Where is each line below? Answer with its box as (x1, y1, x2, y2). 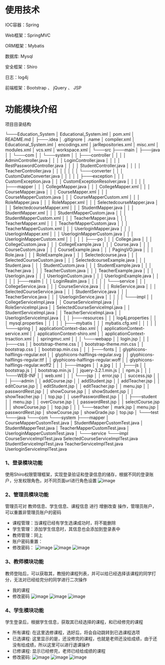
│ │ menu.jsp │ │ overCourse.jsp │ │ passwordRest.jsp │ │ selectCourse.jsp (5, 399, 160, 405)
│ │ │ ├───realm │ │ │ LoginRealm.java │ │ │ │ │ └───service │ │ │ (5, 278, 147, 284)
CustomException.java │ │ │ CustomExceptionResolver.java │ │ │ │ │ (5, 178, 146, 184)
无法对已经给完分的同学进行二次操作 (13, 577, 87, 582)
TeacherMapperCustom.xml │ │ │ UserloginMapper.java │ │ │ (5, 225, 131, 231)
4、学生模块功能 (5, 607, 44, 614)
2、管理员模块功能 (5, 491, 49, 498)
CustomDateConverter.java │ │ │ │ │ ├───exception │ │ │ (5, 173, 125, 179)
